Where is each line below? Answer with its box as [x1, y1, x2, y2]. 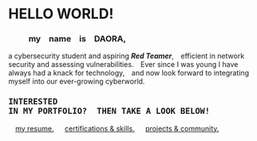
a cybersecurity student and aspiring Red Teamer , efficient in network [8, 51, 245, 61]
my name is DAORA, [28, 33, 126, 45]
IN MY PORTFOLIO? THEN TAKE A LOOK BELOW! [8, 106, 210, 116]
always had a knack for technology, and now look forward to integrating [8, 69, 250, 78]
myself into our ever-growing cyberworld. [8, 76, 145, 86]
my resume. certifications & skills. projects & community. [15, 123, 219, 133]
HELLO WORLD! [8, 5, 114, 23]
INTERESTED [8, 96, 58, 108]
